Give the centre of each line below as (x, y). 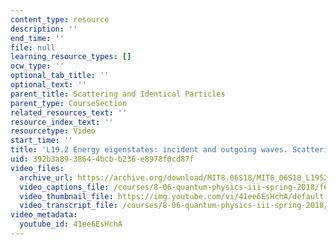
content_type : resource (60, 19)
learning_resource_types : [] (71, 57)
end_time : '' (37, 38)
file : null (33, 47)
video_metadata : (44, 215)
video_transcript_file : (68, 206)
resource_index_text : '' (62, 122)
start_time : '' (42, 141)
